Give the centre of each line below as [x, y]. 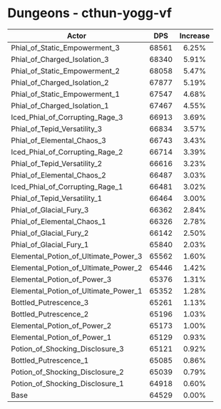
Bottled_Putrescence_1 [50, 360]
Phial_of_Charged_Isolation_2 [60, 82]
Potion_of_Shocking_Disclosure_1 [68, 383]
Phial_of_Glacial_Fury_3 [50, 209]
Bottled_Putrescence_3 [50, 302]
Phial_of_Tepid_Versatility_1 [57, 198]
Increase [195, 36]
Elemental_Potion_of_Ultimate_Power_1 [77, 291]
